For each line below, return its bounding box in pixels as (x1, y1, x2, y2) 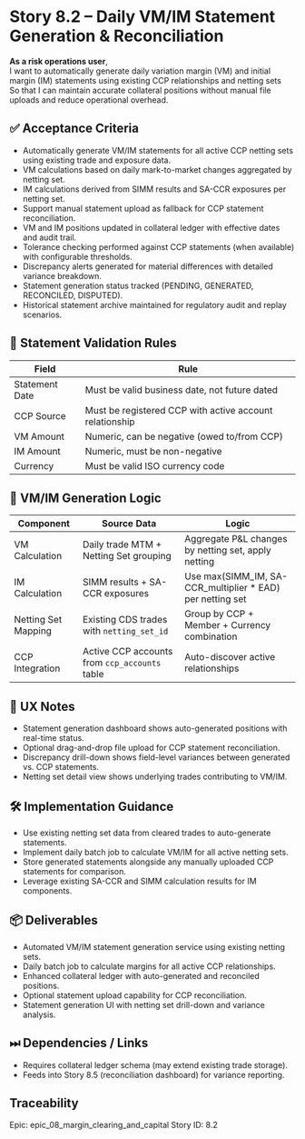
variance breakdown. (22, 270, 103, 281)
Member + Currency (184, 619, 271, 632)
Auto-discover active (184, 651, 276, 664)
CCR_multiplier (184, 582, 248, 594)
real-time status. (22, 733, 84, 744)
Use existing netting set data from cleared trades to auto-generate (22, 827, 271, 838)
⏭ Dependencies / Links (9, 1035, 149, 1051)
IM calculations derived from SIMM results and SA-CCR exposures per (22, 184, 287, 195)
